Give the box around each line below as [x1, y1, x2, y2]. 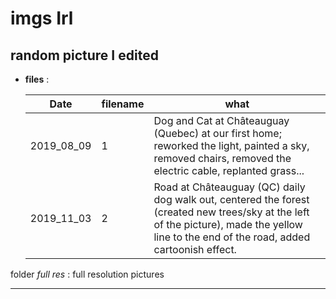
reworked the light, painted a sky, [153, 139, 310, 152]
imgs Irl [10, 7, 74, 30]
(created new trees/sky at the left [153, 205, 310, 219]
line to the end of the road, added [153, 230, 311, 244]
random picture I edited [10, 47, 159, 64]
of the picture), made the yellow [153, 218, 303, 231]
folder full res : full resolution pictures [10, 268, 165, 280]
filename [101, 97, 145, 111]
